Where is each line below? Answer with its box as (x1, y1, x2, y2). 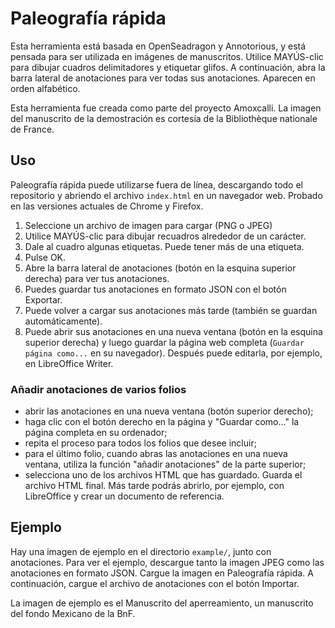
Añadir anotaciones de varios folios (10, 382, 187, 396)
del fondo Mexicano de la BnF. (10, 607, 136, 619)
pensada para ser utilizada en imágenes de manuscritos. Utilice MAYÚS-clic (10, 50, 324, 62)
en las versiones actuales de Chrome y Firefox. (10, 200, 204, 212)
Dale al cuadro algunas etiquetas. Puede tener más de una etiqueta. (24, 240, 305, 252)
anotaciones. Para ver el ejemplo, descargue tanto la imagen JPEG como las (10, 556, 325, 568)
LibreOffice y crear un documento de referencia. (24, 490, 225, 502)
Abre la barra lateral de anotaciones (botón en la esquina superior (24, 262, 297, 274)
